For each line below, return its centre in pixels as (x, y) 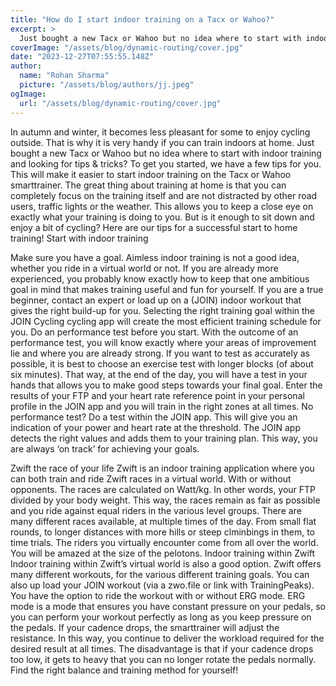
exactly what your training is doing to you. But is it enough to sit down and (162, 217)
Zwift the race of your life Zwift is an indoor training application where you (162, 468)
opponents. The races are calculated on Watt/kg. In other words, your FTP (163, 489)
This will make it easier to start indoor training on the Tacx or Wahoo (151, 174)
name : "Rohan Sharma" (64, 76)
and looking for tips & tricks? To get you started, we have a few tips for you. (166, 163)
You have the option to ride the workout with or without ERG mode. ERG (158, 595)
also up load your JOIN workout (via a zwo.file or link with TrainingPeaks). (162, 585)
